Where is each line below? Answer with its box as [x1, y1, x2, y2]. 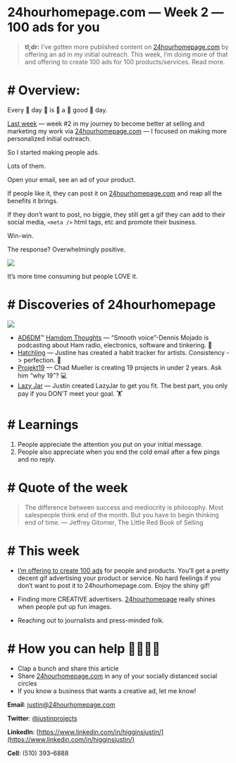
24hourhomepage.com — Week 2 [7, 4, 209, 20]
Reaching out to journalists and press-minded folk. [17, 615, 164, 625]
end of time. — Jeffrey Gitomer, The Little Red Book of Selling [24, 518, 204, 527]
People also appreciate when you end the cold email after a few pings [17, 447, 221, 456]
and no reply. [17, 455, 56, 463]
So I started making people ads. [7, 148, 100, 156]
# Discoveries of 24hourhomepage [7, 297, 216, 313]
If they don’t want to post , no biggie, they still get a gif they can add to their [7, 210, 225, 219]
